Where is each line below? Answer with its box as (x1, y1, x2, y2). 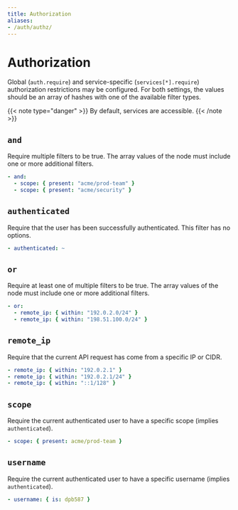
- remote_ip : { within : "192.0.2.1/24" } (7, 373, 132, 381)
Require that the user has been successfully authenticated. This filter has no (7, 223, 231, 232)
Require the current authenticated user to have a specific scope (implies (7, 417, 219, 425)
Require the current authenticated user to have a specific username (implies (7, 474, 230, 483)
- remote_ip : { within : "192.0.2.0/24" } (13, 309, 139, 317)
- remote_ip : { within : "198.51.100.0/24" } (13, 316, 148, 323)
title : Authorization (7, 10, 72, 18)
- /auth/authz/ (7, 23, 53, 31)
